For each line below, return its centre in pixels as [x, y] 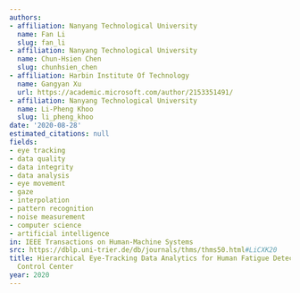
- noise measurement [48, 217]
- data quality [37, 159]
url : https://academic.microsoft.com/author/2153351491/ [125, 92]
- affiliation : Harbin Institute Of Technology [100, 76]
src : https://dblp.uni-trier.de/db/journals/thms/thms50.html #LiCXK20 [143, 250]
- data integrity [42, 167]
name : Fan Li [42, 34]
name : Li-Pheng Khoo [55, 109]
